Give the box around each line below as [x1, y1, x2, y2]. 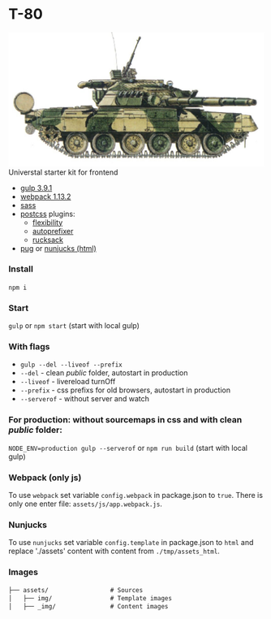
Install [8, 263, 34, 275]
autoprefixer [32, 226, 74, 236]
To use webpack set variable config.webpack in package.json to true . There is [8, 491, 264, 500]
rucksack [32, 235, 63, 245]
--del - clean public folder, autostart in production [19, 368, 188, 378]
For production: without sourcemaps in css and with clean [8, 414, 243, 426]
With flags [8, 341, 50, 353]
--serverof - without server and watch [19, 394, 150, 404]
